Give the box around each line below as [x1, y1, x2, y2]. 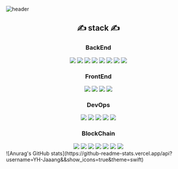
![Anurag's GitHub [6, 150, 50, 157]
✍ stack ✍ [77, 23, 120, 33]
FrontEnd [84, 72, 112, 80]
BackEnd [85, 44, 111, 52]
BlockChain [81, 129, 115, 137]
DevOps [87, 101, 110, 109]
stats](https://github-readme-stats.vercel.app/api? [50, 150, 173, 157]
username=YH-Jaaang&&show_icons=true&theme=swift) [6, 156, 144, 163]
